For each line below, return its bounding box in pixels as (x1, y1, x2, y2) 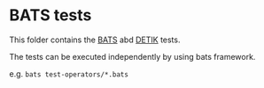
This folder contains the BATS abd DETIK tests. (9, 34, 181, 45)
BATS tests (9, 5, 92, 26)
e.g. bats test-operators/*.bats (9, 68, 128, 79)
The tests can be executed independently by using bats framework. (9, 51, 256, 62)
